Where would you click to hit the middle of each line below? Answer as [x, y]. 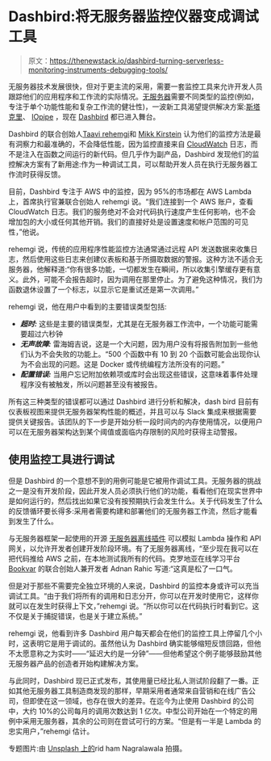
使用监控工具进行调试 [61, 460]
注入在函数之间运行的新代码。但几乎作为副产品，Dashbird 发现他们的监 [141, 153]
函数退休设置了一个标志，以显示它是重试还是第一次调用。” [104, 289]
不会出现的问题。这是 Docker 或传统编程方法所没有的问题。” [126, 364]
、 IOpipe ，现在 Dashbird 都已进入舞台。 [92, 116]
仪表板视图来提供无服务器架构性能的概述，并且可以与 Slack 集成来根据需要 [132, 411]
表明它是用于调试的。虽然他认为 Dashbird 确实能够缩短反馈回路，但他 [146, 643]
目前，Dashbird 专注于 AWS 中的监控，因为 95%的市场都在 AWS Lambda [130, 191]
